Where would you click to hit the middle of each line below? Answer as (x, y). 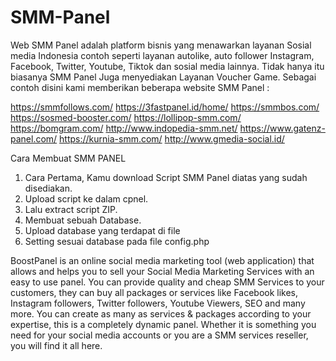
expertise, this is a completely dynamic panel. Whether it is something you (163, 324)
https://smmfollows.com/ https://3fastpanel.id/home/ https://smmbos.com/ (165, 107)
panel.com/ (34, 138)
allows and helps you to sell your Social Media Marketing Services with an (162, 271)
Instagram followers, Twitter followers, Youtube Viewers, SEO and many (158, 303)
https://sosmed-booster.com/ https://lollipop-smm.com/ (126, 117)
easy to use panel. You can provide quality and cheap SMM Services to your (167, 282)
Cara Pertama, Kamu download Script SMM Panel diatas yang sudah (166, 177)
